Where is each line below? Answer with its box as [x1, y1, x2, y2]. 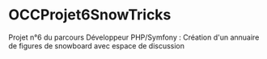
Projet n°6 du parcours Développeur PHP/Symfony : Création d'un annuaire [8, 32, 260, 42]
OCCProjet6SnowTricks [8, 6, 172, 24]
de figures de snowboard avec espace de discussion [8, 40, 184, 50]
